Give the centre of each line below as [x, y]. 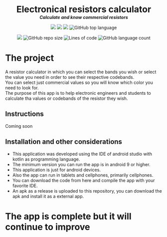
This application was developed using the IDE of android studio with [82, 154]
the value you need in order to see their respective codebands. [70, 77]
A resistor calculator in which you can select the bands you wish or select [81, 72]
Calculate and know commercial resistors [84, 17]
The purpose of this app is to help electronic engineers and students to [78, 93]
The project [29, 58]
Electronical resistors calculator [84, 9]
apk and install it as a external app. [48, 196]
